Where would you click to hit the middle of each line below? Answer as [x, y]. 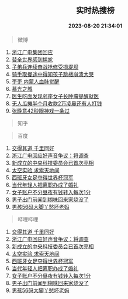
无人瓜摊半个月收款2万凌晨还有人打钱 [57, 103]
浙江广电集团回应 [32, 52]
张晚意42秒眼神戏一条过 [41, 111]
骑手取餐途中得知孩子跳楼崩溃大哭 [53, 74]
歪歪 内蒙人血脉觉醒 [35, 81]
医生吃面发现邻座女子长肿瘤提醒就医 [55, 96]
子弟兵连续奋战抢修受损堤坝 [45, 67]
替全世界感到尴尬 [32, 59]
